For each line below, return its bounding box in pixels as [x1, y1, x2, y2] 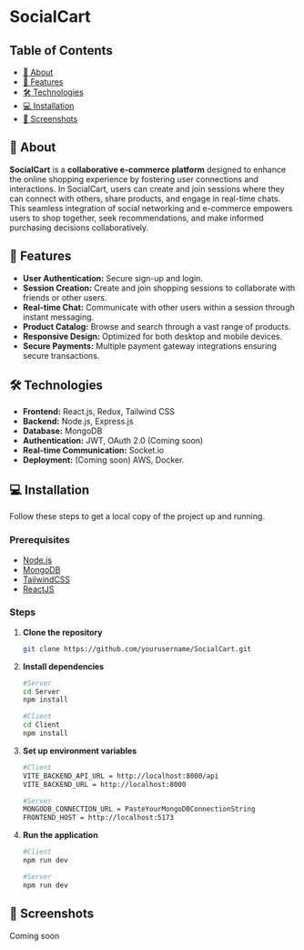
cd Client [22, 720, 61, 730]
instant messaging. [22, 312, 95, 322]
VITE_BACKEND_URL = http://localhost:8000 [22, 780, 187, 789]
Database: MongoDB [22, 425, 103, 436]
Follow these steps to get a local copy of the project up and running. [9, 511, 266, 522]
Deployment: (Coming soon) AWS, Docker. [22, 455, 185, 465]
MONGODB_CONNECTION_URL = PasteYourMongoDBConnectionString [22, 804, 256, 814]
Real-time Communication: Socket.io [22, 444, 165, 456]
